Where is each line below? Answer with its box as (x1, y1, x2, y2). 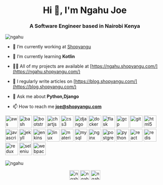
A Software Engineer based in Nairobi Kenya (29, 23, 140, 30)
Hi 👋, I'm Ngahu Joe (42, 5, 127, 16)
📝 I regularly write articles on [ (12, 78, 76, 85)
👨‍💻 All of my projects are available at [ (12, 63, 92, 70)
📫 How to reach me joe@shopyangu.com (12, 103, 102, 110)
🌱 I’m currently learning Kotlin (12, 53, 75, 59)
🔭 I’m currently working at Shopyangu (12, 44, 91, 50)
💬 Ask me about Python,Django (12, 93, 79, 100)
